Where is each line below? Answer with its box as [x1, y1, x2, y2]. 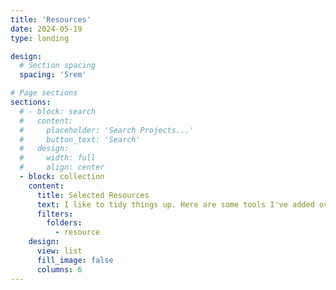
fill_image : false [36, 255, 114, 265]
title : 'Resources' [10, 14, 92, 25]
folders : [46, 218, 83, 228]
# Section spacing [19, 61, 97, 71]
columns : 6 [36, 264, 83, 275]
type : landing [10, 33, 70, 43]
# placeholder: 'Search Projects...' [19, 125, 195, 135]
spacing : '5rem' [19, 70, 87, 80]
